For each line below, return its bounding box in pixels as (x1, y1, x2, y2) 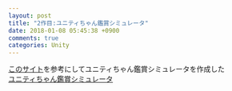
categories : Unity (8, 42, 70, 49)
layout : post (8, 11, 52, 20)
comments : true (8, 34, 59, 42)
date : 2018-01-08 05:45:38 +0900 (8, 26, 120, 34)
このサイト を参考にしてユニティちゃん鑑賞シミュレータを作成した (8, 65, 226, 74)
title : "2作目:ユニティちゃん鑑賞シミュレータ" (8, 19, 149, 27)
